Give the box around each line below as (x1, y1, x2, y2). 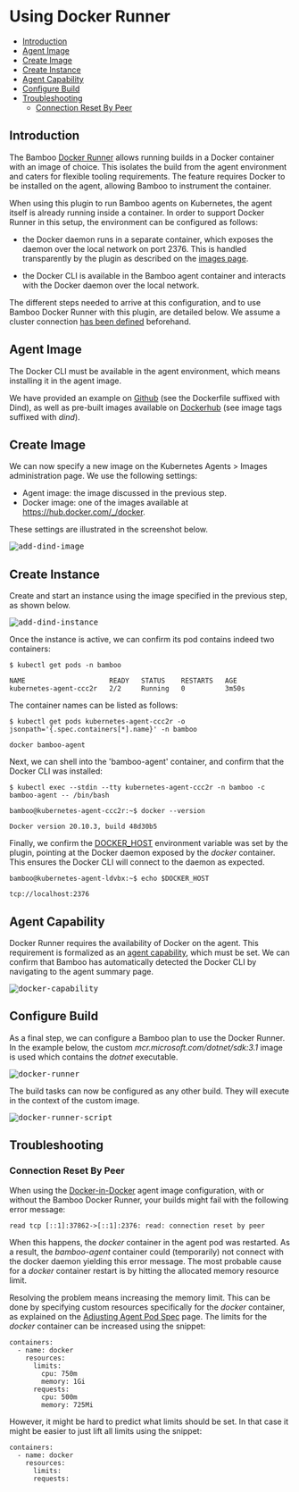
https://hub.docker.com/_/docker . (21, 507, 145, 517)
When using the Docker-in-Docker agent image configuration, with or (9, 1185, 265, 1195)
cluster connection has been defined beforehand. (9, 315, 192, 327)
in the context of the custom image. (9, 1094, 140, 1105)
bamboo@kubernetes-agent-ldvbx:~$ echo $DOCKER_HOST (9, 874, 210, 884)
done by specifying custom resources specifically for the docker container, (9, 1302, 286, 1312)
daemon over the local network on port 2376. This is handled (21, 243, 247, 254)
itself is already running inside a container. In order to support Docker (9, 207, 265, 218)
